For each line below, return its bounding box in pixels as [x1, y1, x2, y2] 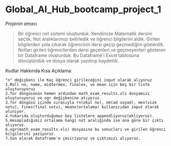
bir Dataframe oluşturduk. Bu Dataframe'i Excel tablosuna [17, 52, 139, 58]
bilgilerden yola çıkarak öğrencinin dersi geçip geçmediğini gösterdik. [17, 41, 165, 47]
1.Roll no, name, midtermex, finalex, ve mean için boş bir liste [5, 82, 150, 87]
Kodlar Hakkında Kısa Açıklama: [5, 68, 73, 74]
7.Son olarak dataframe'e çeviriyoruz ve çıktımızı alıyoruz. [5, 136, 141, 141]
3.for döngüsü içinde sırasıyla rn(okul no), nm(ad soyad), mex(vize [5, 100, 157, 105]
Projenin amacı [5, 20, 37, 27]
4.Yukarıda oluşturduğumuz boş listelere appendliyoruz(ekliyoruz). [5, 113, 155, 118]
